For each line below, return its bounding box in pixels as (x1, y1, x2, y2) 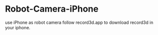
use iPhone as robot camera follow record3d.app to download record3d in (5, 19, 154, 25)
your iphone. (5, 24, 31, 30)
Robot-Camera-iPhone (5, 3, 99, 15)
